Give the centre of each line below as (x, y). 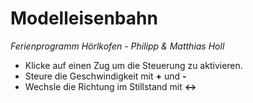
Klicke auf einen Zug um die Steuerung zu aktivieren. (133, 65)
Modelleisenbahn (84, 18)
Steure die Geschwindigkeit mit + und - (105, 76)
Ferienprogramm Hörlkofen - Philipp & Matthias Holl (117, 46)
